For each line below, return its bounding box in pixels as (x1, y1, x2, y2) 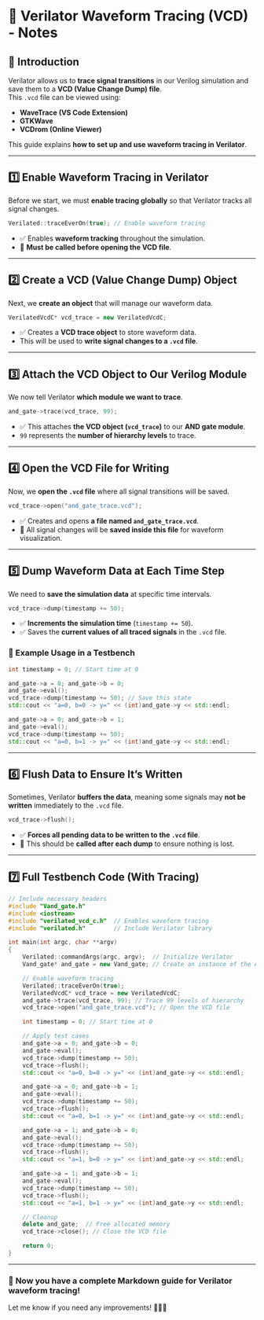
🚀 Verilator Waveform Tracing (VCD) (8, 7, 249, 25)
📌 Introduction (8, 55, 80, 68)
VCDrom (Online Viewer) (19, 125, 102, 134)
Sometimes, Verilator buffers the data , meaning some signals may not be (8, 792, 246, 802)
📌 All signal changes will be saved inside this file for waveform (19, 524, 224, 534)
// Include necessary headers (8, 895, 108, 903)
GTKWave (19, 116, 53, 125)
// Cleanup (22, 1213, 58, 1221)
